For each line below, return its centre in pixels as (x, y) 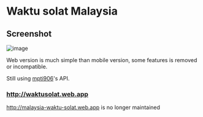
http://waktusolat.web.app (48, 94)
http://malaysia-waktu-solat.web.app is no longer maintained (83, 107)
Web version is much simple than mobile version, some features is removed (102, 60)
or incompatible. (27, 66)
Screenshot (29, 34)
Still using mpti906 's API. (38, 78)
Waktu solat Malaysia (62, 11)
